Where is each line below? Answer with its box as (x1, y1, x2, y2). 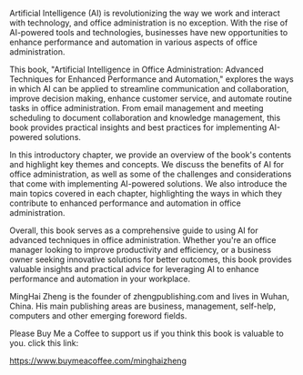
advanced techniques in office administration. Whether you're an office (9, 235, 277, 245)
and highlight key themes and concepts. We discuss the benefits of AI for (9, 159, 285, 169)
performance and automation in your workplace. (9, 273, 191, 284)
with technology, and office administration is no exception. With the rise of (9, 17, 288, 28)
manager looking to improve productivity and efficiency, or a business (9, 245, 271, 255)
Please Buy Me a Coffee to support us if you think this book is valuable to (9, 328, 284, 339)
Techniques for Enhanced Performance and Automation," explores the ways (9, 74, 294, 85)
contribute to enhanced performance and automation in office (9, 198, 241, 208)
